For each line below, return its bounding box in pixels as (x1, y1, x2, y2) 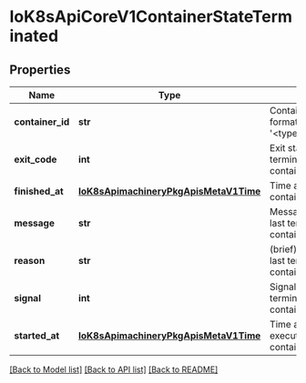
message (14, 217, 55, 229)
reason (14, 255, 46, 267)
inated (9, 25, 59, 46)
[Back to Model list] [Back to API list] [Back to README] (9, 364, 219, 375)
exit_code (14, 153, 57, 166)
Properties (9, 62, 71, 77)
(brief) (270, 243, 298, 256)
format (270, 116, 299, 128)
